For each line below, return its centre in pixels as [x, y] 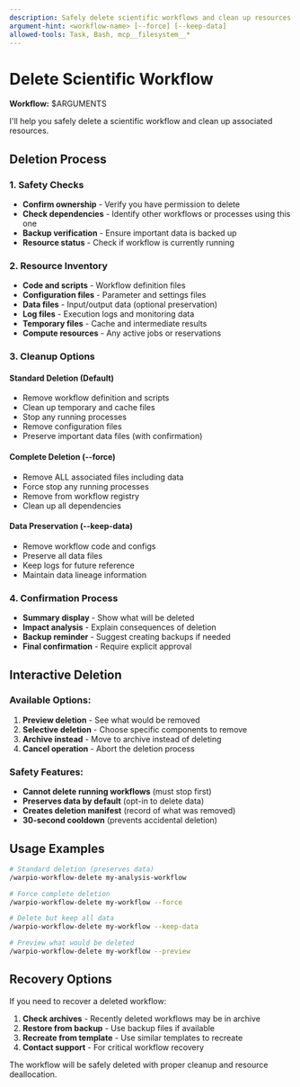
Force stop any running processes [86, 486]
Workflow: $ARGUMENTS [58, 103]
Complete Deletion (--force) [62, 457]
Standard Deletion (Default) [62, 378]
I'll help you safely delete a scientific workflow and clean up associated [141, 121]
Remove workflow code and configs [89, 546]
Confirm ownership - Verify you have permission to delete [131, 204]
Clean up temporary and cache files [88, 408]
